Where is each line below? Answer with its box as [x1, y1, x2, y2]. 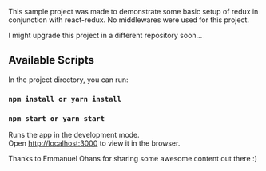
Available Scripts [8, 53, 94, 67]
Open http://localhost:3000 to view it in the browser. [8, 138, 181, 148]
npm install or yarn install [8, 95, 122, 103]
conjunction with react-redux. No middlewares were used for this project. [8, 15, 250, 25]
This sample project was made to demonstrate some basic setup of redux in [8, 7, 259, 16]
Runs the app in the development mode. [8, 130, 140, 140]
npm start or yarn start [8, 114, 105, 122]
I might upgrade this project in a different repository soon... [8, 31, 203, 40]
